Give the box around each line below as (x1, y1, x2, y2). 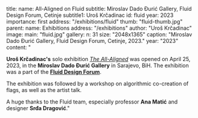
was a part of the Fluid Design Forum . (6, 68, 102, 75)
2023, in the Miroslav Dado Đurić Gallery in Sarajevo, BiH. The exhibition (6, 62, 189, 69)
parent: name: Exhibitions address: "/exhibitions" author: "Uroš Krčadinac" (6, 24, 193, 31)
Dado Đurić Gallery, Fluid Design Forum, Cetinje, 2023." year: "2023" (6, 38, 179, 44)
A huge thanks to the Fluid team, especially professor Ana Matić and (6, 98, 178, 105)
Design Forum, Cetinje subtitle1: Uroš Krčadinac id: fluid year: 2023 (6, 11, 174, 19)
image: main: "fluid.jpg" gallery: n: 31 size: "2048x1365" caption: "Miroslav (6, 31, 193, 38)
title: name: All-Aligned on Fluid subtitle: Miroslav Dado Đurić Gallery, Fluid (6, 5, 192, 12)
